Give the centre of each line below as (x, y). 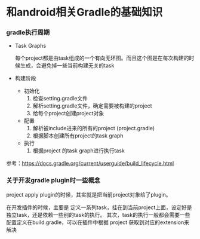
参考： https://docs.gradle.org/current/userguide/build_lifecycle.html (90, 163)
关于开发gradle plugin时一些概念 (53, 180)
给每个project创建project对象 (68, 114)
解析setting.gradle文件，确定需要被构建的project (92, 106)
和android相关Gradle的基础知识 (84, 12)
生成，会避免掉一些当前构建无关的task (67, 66)
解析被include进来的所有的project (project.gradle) (94, 128)
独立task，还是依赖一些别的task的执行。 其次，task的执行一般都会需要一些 (98, 215)
